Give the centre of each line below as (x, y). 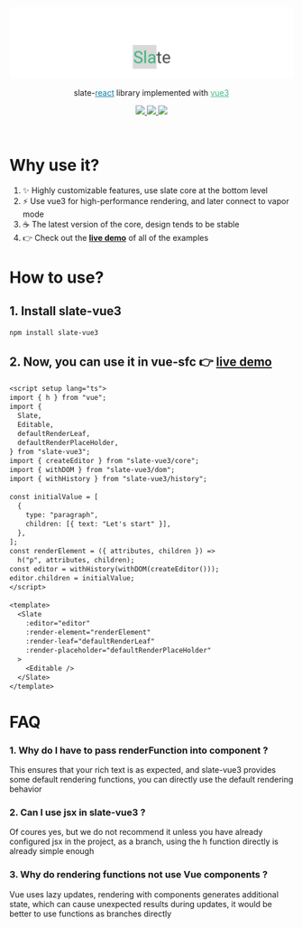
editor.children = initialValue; (72, 578)
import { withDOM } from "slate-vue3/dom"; (92, 469)
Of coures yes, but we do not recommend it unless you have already (136, 832)
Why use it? (55, 166)
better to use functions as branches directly (91, 914)
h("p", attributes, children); (76, 560)
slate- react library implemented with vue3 (151, 93)
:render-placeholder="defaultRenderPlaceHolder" (119, 650)
